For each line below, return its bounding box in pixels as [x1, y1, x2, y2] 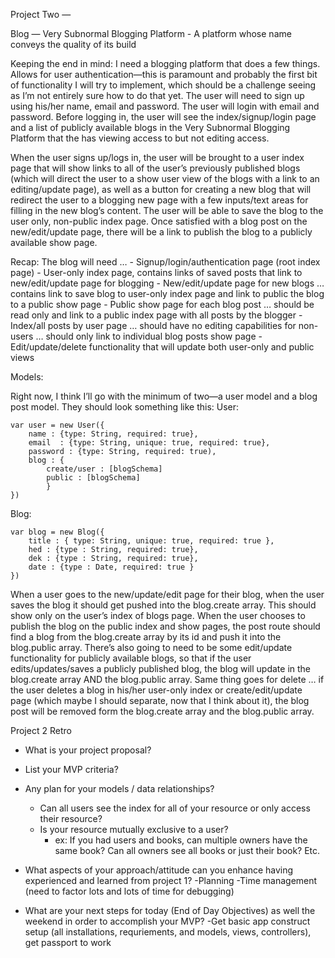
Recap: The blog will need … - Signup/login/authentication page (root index [10, 256, 321, 268]
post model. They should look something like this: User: [10, 401, 240, 413]
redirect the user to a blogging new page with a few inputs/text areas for [10, 194, 309, 206]
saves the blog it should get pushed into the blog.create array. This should [10, 599, 317, 611]
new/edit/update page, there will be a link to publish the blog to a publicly [10, 226, 313, 238]
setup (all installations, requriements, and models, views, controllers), [24, 926, 312, 938]
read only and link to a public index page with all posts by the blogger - [10, 309, 303, 321]
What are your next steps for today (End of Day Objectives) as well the [24, 905, 316, 916]
